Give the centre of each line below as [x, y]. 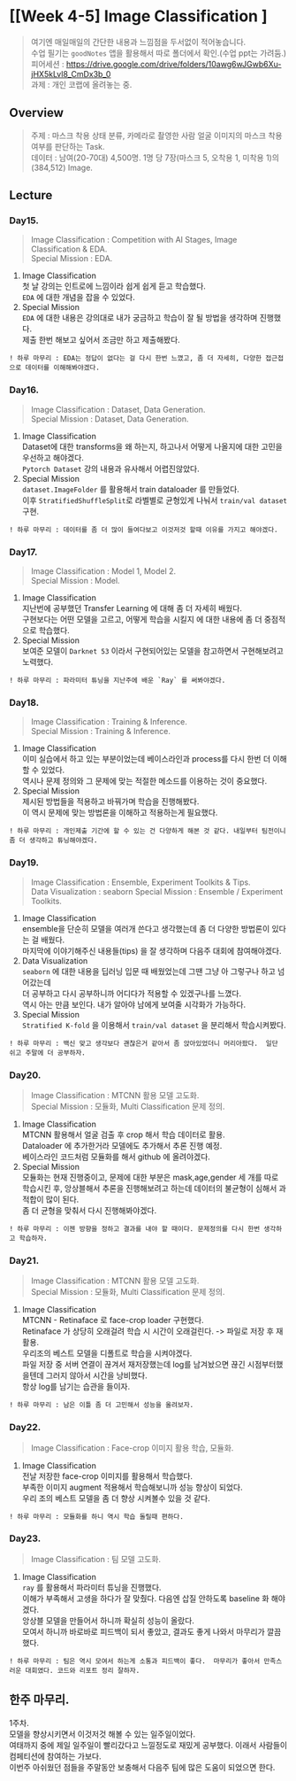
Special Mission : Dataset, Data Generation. [110, 419]
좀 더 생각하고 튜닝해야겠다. [53, 840]
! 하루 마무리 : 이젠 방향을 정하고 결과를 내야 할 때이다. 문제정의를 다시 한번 [135, 1228]
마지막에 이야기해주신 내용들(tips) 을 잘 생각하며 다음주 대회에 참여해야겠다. [152, 950]
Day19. [24, 863]
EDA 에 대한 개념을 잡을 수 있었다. [78, 298]
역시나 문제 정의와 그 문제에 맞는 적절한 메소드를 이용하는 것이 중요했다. [144, 781]
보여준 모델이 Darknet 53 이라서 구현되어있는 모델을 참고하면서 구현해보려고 [153, 651]
